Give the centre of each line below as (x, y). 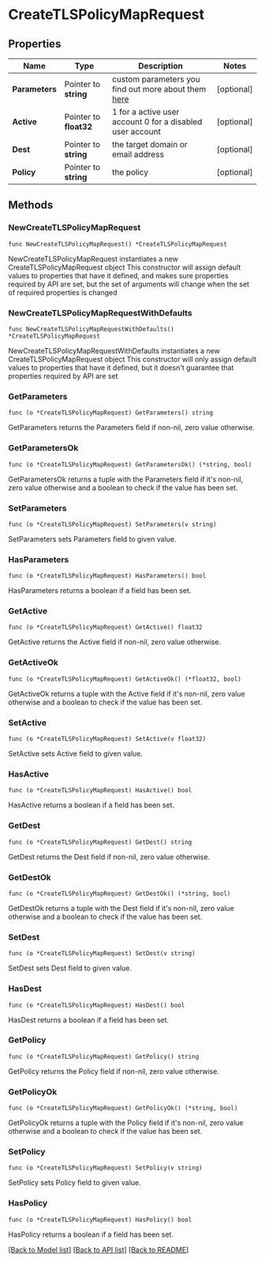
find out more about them (159, 89)
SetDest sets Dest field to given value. (70, 968)
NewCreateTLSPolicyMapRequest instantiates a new (93, 259)
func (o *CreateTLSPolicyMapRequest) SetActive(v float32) (107, 739)
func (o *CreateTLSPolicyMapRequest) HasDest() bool (97, 1005)
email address (138, 154)
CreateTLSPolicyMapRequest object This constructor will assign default (125, 267)
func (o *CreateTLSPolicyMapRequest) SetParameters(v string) (112, 524)
